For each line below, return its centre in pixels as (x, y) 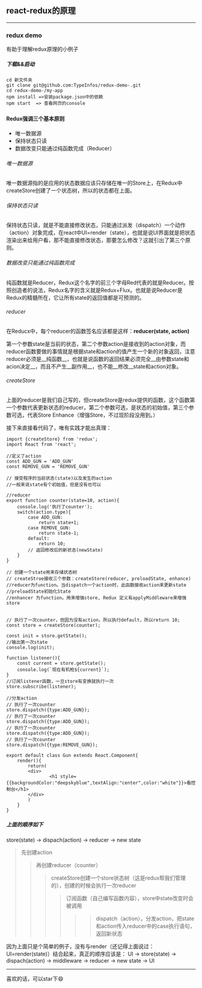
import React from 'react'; (41, 445)
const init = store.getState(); (47, 636)
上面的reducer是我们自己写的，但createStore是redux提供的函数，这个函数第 (101, 400)
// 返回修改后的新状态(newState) (66, 550)
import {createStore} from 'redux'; (52, 439)
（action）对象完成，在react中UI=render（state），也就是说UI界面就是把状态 (101, 233)
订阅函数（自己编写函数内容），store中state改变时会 (130, 898)
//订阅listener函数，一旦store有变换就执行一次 (60, 682)
